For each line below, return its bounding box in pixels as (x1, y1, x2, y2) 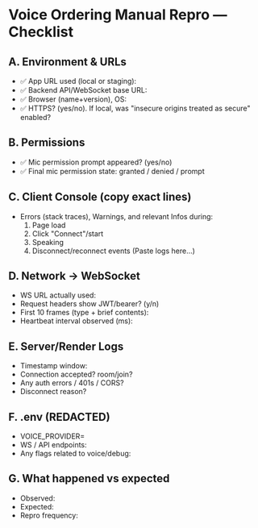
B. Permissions (8, 135, 85, 150)
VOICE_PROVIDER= (19, 431, 85, 441)
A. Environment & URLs (8, 55, 127, 69)
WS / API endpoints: (19, 440, 87, 450)
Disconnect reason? (19, 387, 87, 397)
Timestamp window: (19, 361, 88, 371)
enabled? (19, 113, 51, 122)
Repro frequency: (19, 510, 78, 520)
